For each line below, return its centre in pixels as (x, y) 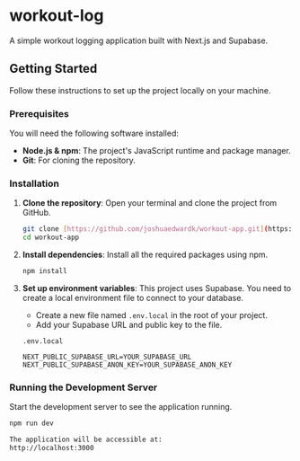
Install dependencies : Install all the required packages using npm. (145, 255)
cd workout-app (51, 238)
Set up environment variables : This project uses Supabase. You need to (157, 288)
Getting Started (53, 69)
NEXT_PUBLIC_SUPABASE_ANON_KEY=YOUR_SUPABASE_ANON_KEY (127, 365)
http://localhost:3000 (52, 448)
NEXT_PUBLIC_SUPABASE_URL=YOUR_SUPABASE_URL (107, 357)
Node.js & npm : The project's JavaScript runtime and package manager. (157, 151)
